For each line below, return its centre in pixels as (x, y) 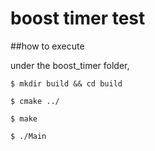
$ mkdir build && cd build (66, 83)
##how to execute (47, 46)
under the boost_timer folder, (70, 65)
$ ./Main (28, 136)
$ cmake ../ (35, 101)
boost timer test (78, 18)
